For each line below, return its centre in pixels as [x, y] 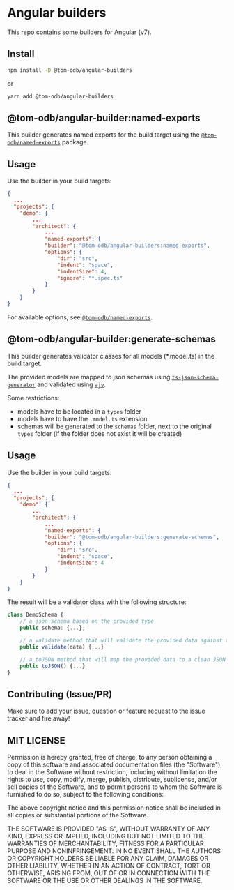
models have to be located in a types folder [79, 411]
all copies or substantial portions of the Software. [78, 815]
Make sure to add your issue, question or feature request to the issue [106, 711]
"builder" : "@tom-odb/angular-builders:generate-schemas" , [132, 537]
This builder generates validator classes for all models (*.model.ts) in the [111, 356]
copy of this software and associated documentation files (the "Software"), [115, 764]
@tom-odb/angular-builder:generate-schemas [111, 339]
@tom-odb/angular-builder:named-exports [104, 118]
